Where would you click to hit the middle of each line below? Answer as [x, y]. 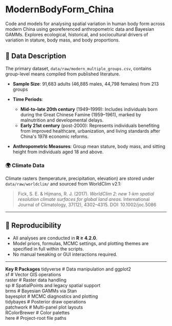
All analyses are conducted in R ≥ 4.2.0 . [55, 238]
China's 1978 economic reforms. [54, 136]
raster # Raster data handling [36, 280]
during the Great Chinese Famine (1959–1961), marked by [81, 114]
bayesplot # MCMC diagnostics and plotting [52, 296]
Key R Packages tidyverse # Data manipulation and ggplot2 [68, 269]
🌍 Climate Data [25, 165]
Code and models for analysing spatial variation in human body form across [85, 24]
